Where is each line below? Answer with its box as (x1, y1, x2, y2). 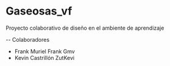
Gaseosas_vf (5, 4, 73, 18)
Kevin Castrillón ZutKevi (14, 54, 74, 61)
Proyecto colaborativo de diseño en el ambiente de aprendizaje (5, 24, 165, 31)
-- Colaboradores (5, 36, 50, 43)
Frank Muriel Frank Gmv (14, 47, 76, 55)
